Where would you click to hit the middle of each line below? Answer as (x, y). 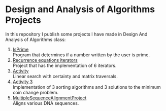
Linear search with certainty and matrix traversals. (65, 76)
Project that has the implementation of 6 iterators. (64, 65)
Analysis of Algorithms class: (36, 40)
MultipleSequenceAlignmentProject (49, 98)
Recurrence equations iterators (45, 60)
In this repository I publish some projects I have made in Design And (76, 34)
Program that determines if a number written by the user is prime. (81, 55)
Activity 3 (23, 82)
